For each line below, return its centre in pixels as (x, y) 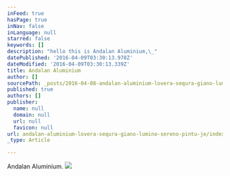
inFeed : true (26, 13)
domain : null (32, 115)
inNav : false (26, 26)
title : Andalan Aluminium (44, 70)
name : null (29, 108)
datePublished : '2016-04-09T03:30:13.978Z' (70, 58)
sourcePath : (24, 83)
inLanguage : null (32, 32)
